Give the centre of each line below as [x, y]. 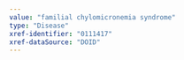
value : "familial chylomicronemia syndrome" [92, 17]
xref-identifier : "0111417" [61, 34]
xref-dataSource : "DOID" [55, 42]
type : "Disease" [39, 26]
